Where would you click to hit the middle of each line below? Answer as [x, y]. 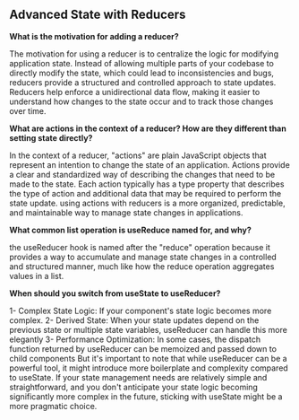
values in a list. [37, 276]
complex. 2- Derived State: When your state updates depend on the [134, 320]
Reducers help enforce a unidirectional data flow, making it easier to [135, 92]
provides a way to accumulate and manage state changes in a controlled [143, 257]
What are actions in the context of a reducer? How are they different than [148, 128]
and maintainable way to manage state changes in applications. [126, 212]
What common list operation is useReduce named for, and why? [131, 230]
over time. [28, 110]
